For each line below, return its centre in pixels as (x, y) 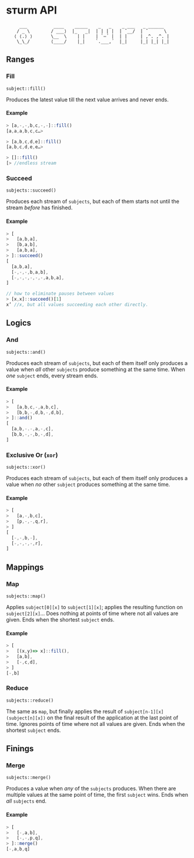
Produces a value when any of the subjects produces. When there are (91, 788)
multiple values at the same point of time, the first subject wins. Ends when (97, 795)
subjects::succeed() (31, 190)
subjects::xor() (26, 467)
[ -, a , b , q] (18, 849)
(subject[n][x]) (26, 718)
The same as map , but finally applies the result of (65, 711)
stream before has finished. (39, 208)
